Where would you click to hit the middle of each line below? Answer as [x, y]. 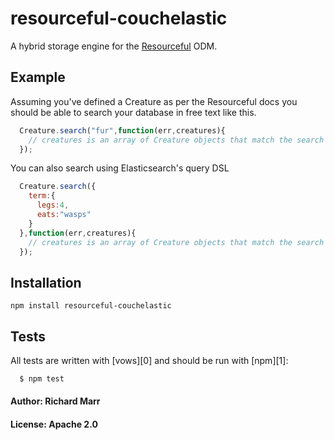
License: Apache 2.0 [54, 424]
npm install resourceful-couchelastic [91, 306]
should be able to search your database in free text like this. [133, 112]
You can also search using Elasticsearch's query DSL [120, 168]
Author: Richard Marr [55, 401]
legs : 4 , [53, 205]
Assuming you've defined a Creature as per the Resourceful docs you [154, 101]
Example [38, 77]
